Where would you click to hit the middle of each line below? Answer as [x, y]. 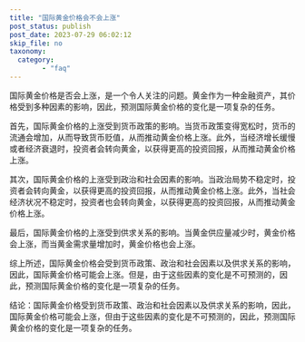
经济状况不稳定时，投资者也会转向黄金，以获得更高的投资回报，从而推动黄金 [152, 201]
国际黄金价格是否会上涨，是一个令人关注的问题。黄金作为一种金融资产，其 [148, 95]
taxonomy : [28, 52]
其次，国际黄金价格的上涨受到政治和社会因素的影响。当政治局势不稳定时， [148, 179]
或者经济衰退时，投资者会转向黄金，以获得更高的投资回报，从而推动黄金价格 [152, 148]
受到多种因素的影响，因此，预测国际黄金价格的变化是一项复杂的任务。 [148, 106]
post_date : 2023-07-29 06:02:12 [70, 34]
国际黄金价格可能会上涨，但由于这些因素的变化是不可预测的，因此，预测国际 [152, 316]
